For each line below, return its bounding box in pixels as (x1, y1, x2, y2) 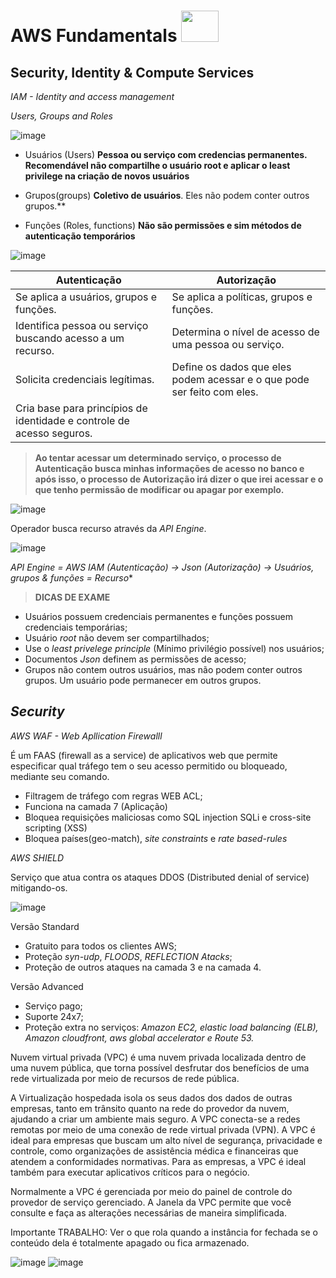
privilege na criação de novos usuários (24, 170, 190, 182)
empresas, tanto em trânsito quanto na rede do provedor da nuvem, (10, 1102, 290, 1114)
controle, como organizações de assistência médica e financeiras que (10, 1145, 299, 1157)
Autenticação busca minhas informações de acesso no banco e (34, 463, 305, 474)
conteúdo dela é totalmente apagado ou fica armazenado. (10, 1236, 250, 1249)
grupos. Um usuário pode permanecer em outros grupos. (24, 675, 262, 686)
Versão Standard (10, 920, 80, 932)
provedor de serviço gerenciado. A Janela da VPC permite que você (10, 1196, 292, 1208)
